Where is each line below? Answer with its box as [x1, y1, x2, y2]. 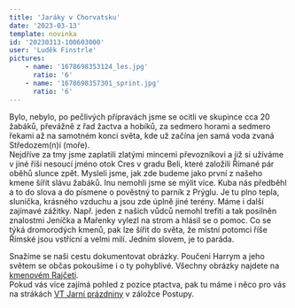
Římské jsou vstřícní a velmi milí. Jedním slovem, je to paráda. [9, 234, 235, 244]
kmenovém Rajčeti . [9, 269, 79, 280]
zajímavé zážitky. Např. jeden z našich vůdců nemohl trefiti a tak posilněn [9, 205, 277, 216]
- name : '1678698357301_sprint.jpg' [25, 79, 161, 88]
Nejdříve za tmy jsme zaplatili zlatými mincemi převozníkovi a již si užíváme [9, 149, 284, 159]
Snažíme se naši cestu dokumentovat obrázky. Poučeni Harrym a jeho [9, 250, 266, 261]
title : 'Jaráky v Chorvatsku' [9, 12, 121, 22]
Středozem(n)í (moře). [9, 139, 90, 150]
